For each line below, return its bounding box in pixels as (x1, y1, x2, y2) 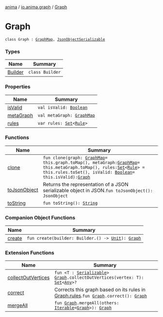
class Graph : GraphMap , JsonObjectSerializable (5, 37, 105, 42)
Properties (5, 83, 31, 90)
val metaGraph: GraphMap (37, 112, 96, 118)
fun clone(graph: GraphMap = (43, 155, 108, 160)
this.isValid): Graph (43, 174, 91, 180)
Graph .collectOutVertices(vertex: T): (54, 275, 144, 280)
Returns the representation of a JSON (43, 181, 129, 188)
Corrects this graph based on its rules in (54, 287, 146, 293)
